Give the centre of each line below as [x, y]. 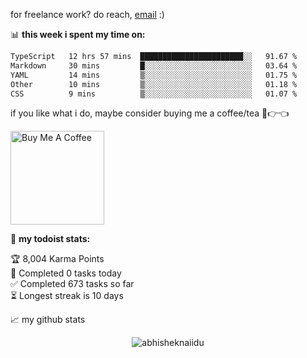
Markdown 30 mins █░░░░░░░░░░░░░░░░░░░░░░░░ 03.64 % [154, 65]
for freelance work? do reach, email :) [87, 14]
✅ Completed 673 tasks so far [72, 284]
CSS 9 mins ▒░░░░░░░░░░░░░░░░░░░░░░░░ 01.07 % [154, 94]
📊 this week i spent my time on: [78, 34]
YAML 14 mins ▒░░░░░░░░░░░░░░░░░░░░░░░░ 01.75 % [154, 75]
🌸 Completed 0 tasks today [66, 273]
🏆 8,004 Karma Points [57, 259]
